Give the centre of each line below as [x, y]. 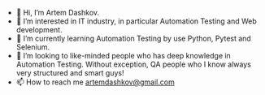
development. [39, 30]
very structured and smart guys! [70, 73]
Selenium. [33, 47]
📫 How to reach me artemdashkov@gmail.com [95, 82]
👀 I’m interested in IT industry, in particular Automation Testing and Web [137, 21]
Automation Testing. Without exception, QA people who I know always [134, 64]
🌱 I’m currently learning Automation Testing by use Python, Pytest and [134, 38]
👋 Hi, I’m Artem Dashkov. [58, 13]
